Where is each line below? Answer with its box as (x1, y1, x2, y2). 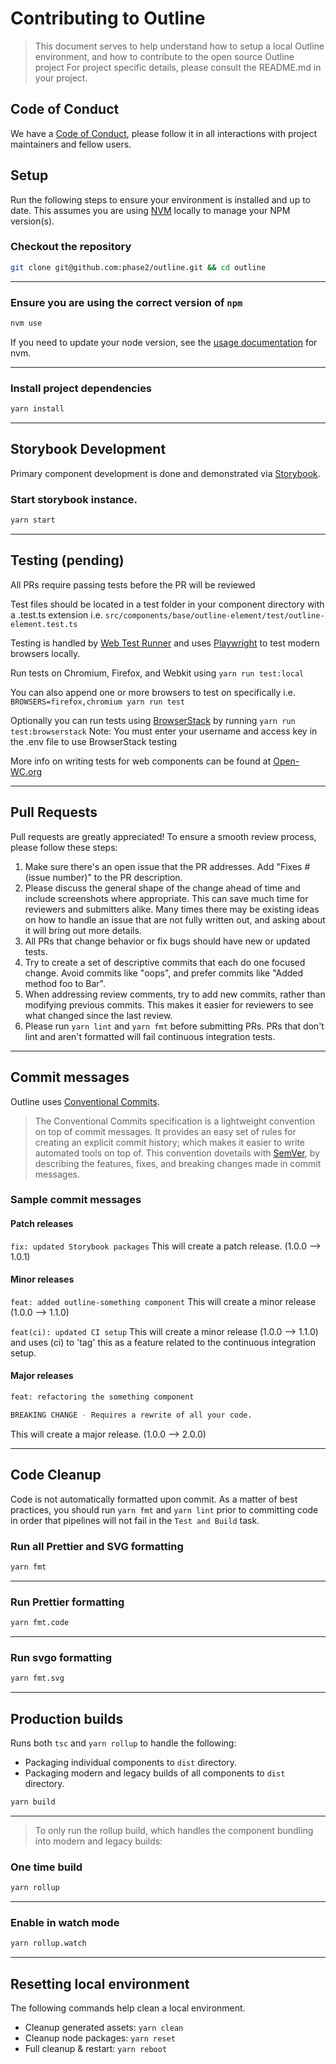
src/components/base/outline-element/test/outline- (104, 610, 325, 621)
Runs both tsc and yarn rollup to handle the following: (10, 1737, 237, 1749)
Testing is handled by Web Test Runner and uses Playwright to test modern (10, 637, 320, 649)
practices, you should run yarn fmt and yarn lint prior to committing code (10, 1503, 319, 1516)
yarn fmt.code (10, 1618, 70, 1628)
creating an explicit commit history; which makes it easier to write (34, 1136, 306, 1148)
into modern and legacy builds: (34, 1835, 163, 1847)
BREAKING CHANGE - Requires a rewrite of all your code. (10, 1410, 253, 1420)
